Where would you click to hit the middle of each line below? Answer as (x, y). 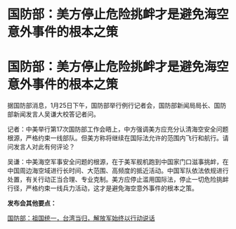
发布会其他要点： (32, 203)
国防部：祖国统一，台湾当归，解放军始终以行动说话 (81, 218)
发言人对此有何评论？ (44, 147)
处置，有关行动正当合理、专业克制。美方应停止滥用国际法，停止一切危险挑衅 (118, 180)
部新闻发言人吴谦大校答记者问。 (53, 114)
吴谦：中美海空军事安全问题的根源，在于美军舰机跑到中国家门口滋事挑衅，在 (118, 162)
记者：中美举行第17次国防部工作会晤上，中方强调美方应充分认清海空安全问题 (118, 129)
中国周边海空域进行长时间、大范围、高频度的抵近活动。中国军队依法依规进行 (118, 171)
